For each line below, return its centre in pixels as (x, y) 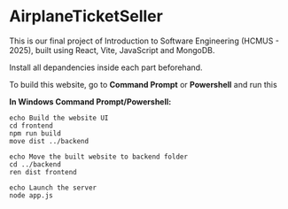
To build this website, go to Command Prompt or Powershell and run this (143, 84)
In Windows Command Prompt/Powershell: (90, 101)
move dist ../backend (49, 141)
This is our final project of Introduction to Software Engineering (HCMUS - (144, 41)
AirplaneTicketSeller (86, 16)
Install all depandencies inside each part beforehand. (106, 67)
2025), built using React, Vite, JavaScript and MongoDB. (112, 50)
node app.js (31, 195)
